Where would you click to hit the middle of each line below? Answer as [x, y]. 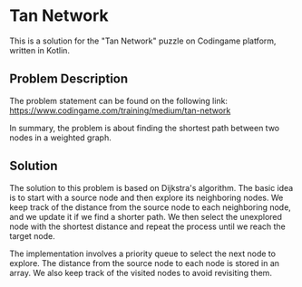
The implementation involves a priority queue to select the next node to [143, 254]
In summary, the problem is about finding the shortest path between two [144, 128]
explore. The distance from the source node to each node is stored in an [144, 263]
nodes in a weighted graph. [60, 138]
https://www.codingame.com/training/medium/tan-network [120, 110]
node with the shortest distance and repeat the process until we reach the [147, 226]
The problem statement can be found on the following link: [119, 100]
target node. [33, 235]
